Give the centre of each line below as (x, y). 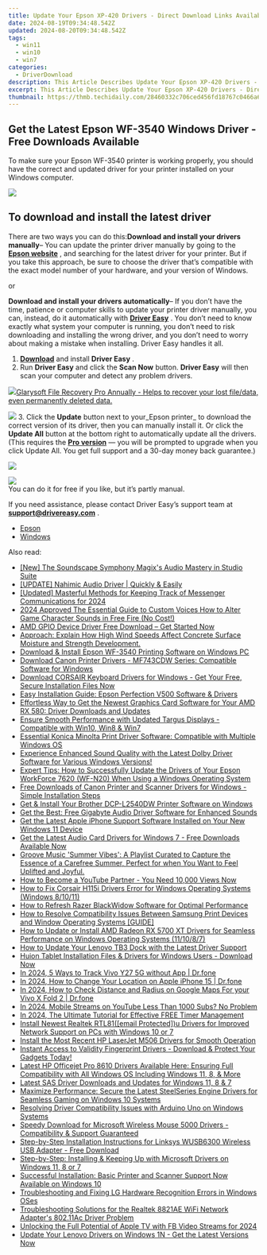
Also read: (25, 552)
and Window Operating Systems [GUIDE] (87, 922)
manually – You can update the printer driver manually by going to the (122, 245)
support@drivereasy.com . (54, 513)
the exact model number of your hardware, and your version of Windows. (128, 270)
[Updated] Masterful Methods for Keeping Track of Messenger (122, 592)
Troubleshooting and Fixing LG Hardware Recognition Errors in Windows (138, 1192)
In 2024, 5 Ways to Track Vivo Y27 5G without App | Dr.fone (118, 972)
